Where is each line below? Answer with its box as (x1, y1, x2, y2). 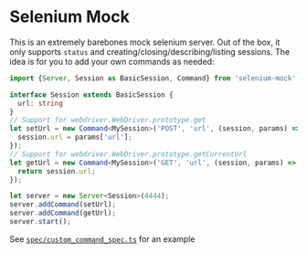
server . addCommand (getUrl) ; (9, 208, 117, 218)
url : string (17, 99, 64, 108)
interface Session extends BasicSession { (9, 90, 174, 100)
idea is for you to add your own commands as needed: (9, 56, 215, 67)
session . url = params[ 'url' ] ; (17, 132, 132, 142)
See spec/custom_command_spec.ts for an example (9, 233, 196, 244)
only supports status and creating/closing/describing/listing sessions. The (9, 46, 291, 57)
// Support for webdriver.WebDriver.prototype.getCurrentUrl (9, 149, 248, 159)
